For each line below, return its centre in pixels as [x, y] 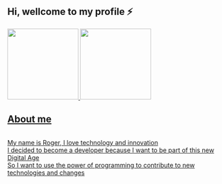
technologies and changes [46, 173]
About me [29, 119]
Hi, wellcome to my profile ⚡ [70, 12]
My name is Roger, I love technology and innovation [83, 142]
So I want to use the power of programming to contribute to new [101, 165]
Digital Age [23, 157]
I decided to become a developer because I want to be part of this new [111, 150]
